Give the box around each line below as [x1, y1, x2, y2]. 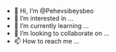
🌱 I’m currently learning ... [13, 22, 89, 30]
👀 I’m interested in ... [13, 14, 74, 22]
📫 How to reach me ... [13, 37, 79, 45]
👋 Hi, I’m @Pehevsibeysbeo [13, 7, 94, 15]
